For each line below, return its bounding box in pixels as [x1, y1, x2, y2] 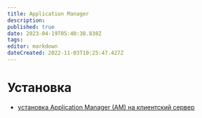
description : [7, 17, 46, 24]
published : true [7, 23, 55, 30]
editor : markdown [7, 43, 58, 50]
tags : [7, 37, 23, 44]
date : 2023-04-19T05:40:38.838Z [7, 29, 102, 37]
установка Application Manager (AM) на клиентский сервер [17, 103, 195, 111]
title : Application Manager [7, 10, 90, 18]
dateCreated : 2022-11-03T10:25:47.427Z [7, 50, 124, 57]
